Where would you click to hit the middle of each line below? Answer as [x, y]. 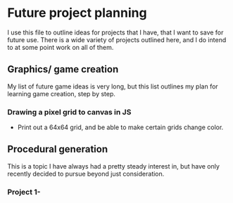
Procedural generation [57, 149]
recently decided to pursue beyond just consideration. [86, 173]
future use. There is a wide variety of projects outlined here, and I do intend [117, 39]
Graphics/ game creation [63, 69]
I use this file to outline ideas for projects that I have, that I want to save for [115, 32]
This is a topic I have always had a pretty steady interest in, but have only [114, 166]
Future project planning [77, 13]
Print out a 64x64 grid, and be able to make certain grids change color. [120, 127]
